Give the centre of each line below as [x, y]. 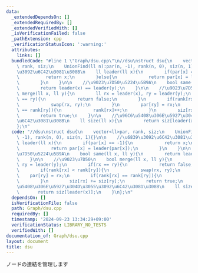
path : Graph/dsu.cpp [37, 209]
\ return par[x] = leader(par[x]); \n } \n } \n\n [104, 148]
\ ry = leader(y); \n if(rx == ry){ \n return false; [105, 165]
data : [13, 11]
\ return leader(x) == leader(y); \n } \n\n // [91, 88]
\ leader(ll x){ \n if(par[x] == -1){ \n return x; [103, 143]
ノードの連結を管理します [37, 264]
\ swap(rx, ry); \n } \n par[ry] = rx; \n [99, 104]
